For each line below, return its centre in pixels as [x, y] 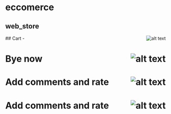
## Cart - [15, 38]
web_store [22, 26]
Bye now [24, 59]
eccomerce [30, 7]
